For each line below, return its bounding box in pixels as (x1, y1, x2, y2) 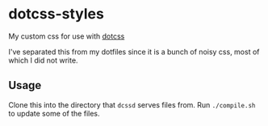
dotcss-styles (8, 5, 105, 23)
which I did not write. (8, 55, 78, 65)
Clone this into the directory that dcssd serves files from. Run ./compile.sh (8, 100, 256, 109)
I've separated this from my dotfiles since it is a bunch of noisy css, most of (8, 47, 260, 56)
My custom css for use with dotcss (8, 31, 125, 41)
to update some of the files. (8, 108, 100, 118)
